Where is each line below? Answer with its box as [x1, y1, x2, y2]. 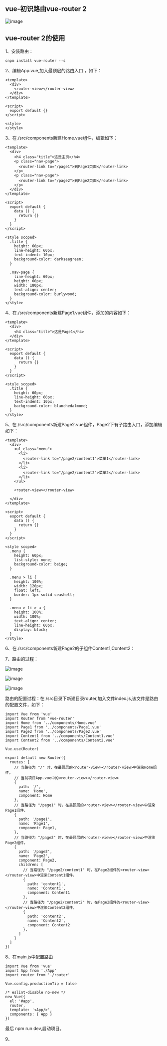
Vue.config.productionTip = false [5, 981, 77, 986]
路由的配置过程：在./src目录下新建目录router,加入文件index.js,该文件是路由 [5, 695, 159, 701]
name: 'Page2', [18, 853, 50, 859]
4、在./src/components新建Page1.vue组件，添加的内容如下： [5, 310, 131, 316]
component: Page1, [18, 825, 57, 830]
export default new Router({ [5, 755, 66, 760]
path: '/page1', [18, 817, 52, 822]
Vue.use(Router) [5, 746, 39, 751]
